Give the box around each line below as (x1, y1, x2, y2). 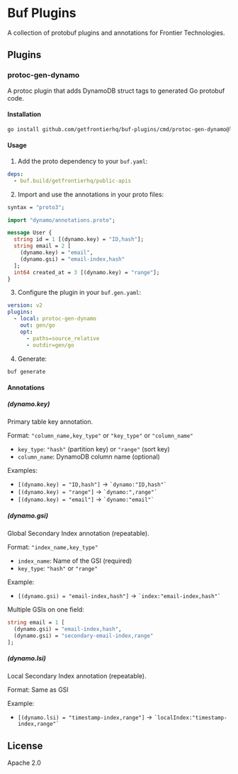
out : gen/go (20, 322, 55, 329)
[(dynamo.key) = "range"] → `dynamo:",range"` (17, 487, 158, 495)
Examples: (7, 466, 38, 474)
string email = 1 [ (7, 619, 65, 626)
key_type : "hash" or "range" (17, 563, 98, 572)
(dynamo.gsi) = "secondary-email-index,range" (13, 632, 154, 639)
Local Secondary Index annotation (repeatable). (7, 672, 147, 680)
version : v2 (7, 302, 42, 309)
